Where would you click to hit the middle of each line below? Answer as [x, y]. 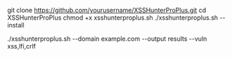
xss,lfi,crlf [22, 46]
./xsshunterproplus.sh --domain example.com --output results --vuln [107, 39]
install [16, 25]
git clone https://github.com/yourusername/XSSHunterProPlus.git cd [107, 10]
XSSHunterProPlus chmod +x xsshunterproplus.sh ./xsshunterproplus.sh [113, 18]
